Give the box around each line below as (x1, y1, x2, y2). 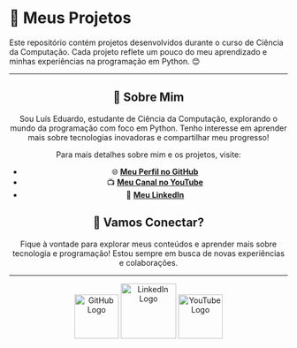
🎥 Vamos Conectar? (92, 216, 205, 231)
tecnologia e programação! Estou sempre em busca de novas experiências (11, 247, 286, 259)
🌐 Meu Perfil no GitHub (111, 166, 199, 177)
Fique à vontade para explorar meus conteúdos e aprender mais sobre (20, 238, 277, 249)
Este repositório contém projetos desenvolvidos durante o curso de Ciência (9, 37, 285, 48)
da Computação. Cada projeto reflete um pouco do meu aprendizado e (9, 46, 268, 57)
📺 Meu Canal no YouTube (106, 177, 203, 187)
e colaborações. (118, 257, 179, 268)
